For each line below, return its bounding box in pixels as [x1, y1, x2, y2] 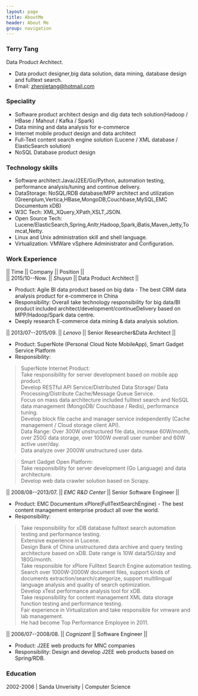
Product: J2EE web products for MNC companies [14, 642, 135, 649]
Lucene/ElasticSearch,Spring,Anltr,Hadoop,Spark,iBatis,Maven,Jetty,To [14, 221, 189, 229]
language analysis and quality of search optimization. [20, 581, 151, 589]
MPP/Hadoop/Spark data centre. [14, 311, 95, 318]
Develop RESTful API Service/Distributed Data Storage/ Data [20, 384, 169, 391]
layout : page [6, 8, 39, 15]
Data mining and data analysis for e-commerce [14, 123, 130, 131]
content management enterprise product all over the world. [14, 507, 159, 514]
